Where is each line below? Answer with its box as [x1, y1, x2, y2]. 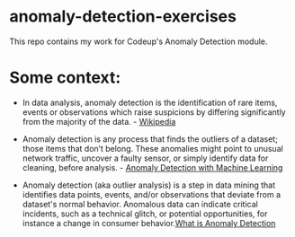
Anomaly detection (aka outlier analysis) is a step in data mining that [22, 180, 276, 190]
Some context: [9, 67, 121, 88]
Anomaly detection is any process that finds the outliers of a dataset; [22, 133, 279, 145]
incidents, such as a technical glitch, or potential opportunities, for [22, 208, 268, 219]
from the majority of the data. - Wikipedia [22, 116, 176, 127]
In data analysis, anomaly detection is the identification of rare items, [22, 97, 278, 108]
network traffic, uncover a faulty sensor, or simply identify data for [22, 153, 269, 163]
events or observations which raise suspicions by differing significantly [22, 106, 286, 118]
